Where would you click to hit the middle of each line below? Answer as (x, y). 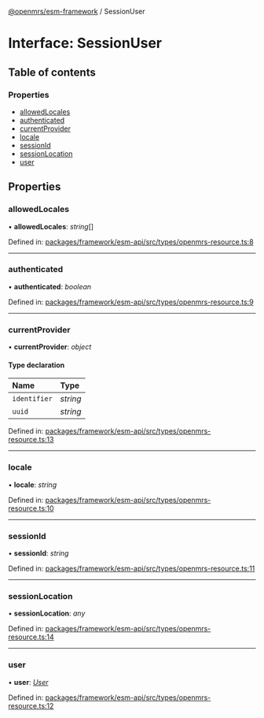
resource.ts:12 (31, 705)
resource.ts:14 (31, 637)
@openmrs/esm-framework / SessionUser (77, 11)
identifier (32, 399)
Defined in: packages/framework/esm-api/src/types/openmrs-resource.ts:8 (131, 242)
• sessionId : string (38, 553)
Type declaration (37, 365)
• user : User (28, 682)
